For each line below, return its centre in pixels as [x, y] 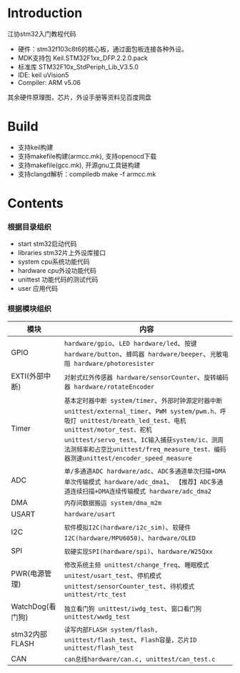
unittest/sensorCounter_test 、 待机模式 [129, 586]
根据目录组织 [30, 226]
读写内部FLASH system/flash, [111, 629]
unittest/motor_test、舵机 [108, 429]
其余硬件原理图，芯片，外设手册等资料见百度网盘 [79, 97]
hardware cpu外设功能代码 [57, 271]
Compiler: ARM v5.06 [49, 82]
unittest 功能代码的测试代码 [58, 279]
